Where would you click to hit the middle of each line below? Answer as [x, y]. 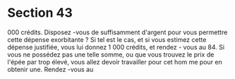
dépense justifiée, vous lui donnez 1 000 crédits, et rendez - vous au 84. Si [116, 47]
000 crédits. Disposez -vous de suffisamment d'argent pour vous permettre [117, 32]
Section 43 [40, 13]
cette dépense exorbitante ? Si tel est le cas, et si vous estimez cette [107, 39]
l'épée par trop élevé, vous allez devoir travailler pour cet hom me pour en [115, 62]
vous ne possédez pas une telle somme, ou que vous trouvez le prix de [111, 55]
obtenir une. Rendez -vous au [50, 69]
